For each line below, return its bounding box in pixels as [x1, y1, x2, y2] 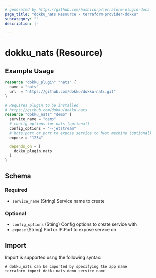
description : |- [5, 21, 39, 26]
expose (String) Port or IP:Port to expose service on [12, 227, 116, 233]
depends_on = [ [9, 144, 41, 149]
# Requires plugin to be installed [5, 103, 79, 108]
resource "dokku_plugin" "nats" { [5, 80, 77, 85]
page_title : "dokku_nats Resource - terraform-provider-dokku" [5, 12, 139, 17]
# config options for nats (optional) [9, 121, 90, 127]
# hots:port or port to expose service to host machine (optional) [9, 130, 152, 136]
